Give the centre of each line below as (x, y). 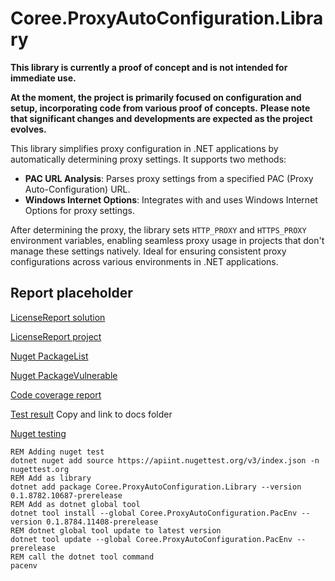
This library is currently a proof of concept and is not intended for (149, 67)
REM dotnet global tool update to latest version (116, 530)
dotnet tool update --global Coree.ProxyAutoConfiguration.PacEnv (151, 539)
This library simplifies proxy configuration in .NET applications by (144, 148)
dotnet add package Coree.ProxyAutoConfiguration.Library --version (156, 487)
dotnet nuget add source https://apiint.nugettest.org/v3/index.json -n (165, 460)
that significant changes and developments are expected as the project (161, 118)
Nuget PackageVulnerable (64, 375)
